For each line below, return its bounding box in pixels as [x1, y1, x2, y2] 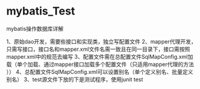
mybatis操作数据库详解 [6, 25, 64, 32]
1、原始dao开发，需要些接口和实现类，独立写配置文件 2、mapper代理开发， [6, 38, 196, 45]
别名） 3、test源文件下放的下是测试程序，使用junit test [6, 76, 143, 83]
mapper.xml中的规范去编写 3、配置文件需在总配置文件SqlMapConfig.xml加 [6, 53, 193, 60]
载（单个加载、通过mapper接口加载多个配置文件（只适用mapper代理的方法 [6, 61, 195, 68]
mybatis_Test [6, 4, 75, 18]
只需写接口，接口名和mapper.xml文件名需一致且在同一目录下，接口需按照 [6, 45, 190, 53]
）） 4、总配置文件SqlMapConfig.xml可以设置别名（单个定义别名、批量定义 [6, 68, 193, 75]
